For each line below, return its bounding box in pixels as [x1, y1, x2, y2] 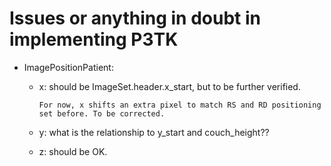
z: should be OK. [38, 145, 108, 157]
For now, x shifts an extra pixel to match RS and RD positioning [38, 100, 322, 110]
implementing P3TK [9, 28, 179, 51]
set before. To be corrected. [38, 108, 166, 119]
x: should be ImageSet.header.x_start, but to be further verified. [38, 80, 301, 92]
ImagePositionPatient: [23, 61, 114, 73]
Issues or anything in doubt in [9, 7, 261, 30]
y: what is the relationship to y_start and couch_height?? [38, 126, 270, 138]
